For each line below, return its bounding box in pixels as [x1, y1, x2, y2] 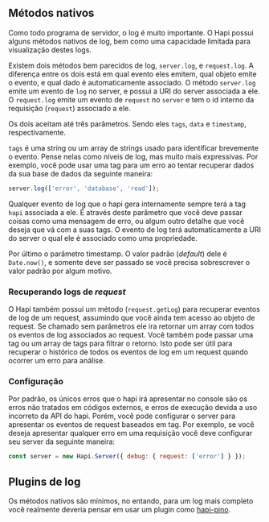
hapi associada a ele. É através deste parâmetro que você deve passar [8, 207, 243, 217]
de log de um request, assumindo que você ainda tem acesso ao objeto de [8, 313, 255, 322]
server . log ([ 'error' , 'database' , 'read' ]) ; [8, 184, 160, 193]
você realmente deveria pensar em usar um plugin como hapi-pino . [8, 504, 231, 514]
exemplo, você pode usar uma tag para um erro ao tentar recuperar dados [8, 160, 255, 170]
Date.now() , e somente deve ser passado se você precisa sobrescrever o [8, 257, 251, 267]
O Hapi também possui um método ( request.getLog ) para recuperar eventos [8, 304, 261, 313]
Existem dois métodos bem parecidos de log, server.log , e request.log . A [8, 60, 255, 70]
